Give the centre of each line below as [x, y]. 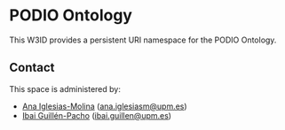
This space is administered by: [65, 88]
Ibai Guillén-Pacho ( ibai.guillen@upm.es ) [96, 115]
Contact [32, 68]
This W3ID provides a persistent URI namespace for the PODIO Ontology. [143, 40]
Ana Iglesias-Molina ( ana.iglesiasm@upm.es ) [105, 106]
